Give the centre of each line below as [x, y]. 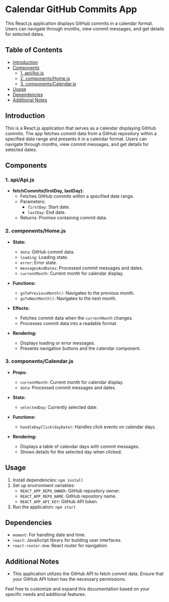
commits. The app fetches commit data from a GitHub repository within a [81, 133]
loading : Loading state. [44, 257]
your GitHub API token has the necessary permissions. [69, 579]
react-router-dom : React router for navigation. [60, 546]
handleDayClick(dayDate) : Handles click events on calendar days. [88, 427]
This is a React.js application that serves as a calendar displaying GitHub [81, 128]
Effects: [21, 308]
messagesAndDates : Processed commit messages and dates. [82, 268]
